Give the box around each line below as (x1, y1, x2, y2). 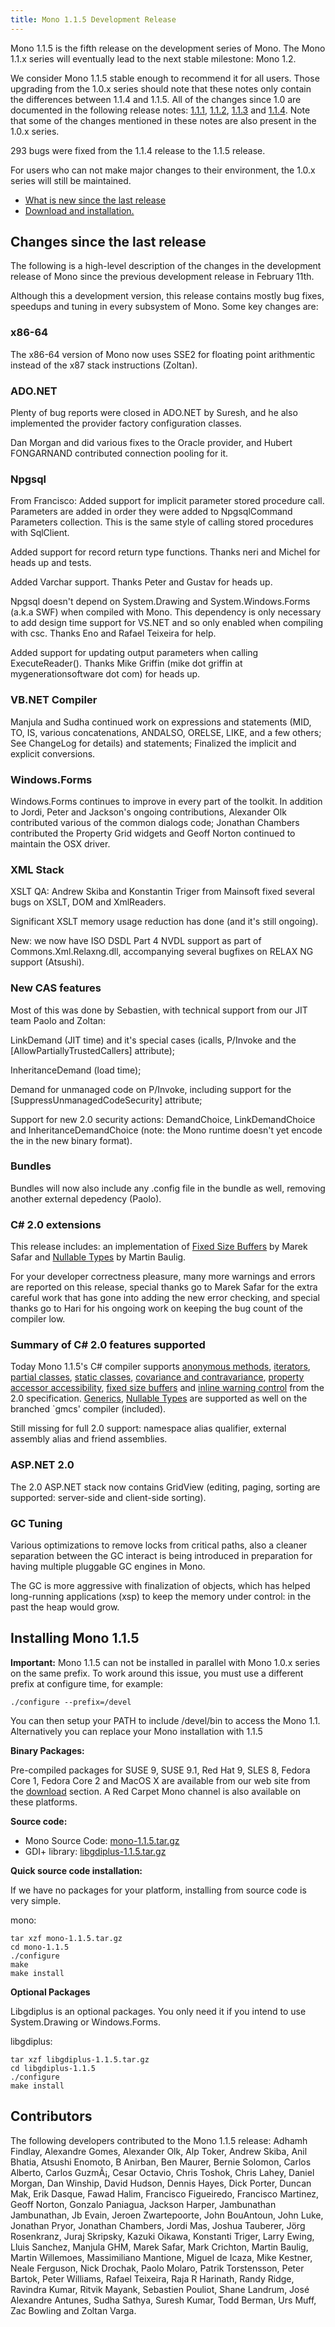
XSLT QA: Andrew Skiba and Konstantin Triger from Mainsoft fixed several (10, 886, 315, 898)
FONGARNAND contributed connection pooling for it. (10, 447, 229, 460)
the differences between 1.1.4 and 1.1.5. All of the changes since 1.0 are (10, 93, 302, 105)
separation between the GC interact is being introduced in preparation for (10, 1550, 313, 1561)
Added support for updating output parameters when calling (10, 647, 259, 659)
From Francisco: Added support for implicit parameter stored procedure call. (10, 495, 325, 507)
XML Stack (10, 862, 65, 876)
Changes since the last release (10, 234, 207, 251)
